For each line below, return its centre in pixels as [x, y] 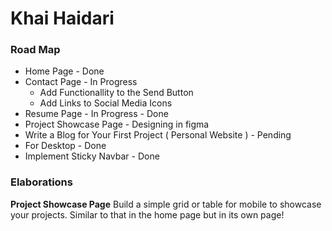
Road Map [35, 50]
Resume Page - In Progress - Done [96, 114]
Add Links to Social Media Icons [106, 103]
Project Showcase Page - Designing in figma [117, 124]
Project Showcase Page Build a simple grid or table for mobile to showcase [166, 204]
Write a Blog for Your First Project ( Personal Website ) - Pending [158, 135]
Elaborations [41, 182]
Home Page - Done [64, 71]
